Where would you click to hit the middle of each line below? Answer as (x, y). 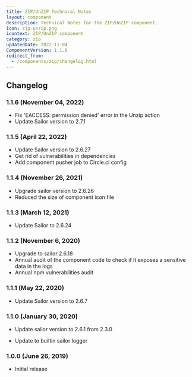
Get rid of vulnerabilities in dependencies (65, 156)
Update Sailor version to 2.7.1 (50, 122)
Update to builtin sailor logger (51, 340)
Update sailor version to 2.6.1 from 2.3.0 (64, 329)
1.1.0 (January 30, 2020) (42, 316)
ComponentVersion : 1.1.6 (37, 50)
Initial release (31, 369)
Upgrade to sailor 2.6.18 (44, 254)
